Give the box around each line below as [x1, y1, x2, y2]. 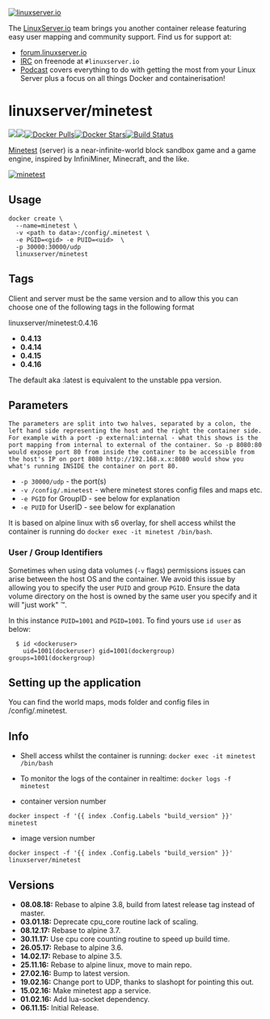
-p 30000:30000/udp [15, 243, 82, 251]
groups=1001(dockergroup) [8, 654, 95, 662]
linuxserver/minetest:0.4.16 [8, 318, 99, 327]
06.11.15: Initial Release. [19, 1003, 99, 1013]
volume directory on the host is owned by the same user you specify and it [8, 591, 257, 601]
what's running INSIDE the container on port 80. [8, 463, 179, 471]
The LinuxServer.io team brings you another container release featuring [8, 23, 247, 32]
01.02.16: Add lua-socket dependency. [19, 995, 150, 1004]
